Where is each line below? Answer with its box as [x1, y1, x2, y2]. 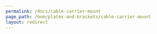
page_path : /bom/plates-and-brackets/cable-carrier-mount [5, 14, 151, 20]
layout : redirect [5, 19, 48, 25]
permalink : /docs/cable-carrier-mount [5, 8, 101, 14]
